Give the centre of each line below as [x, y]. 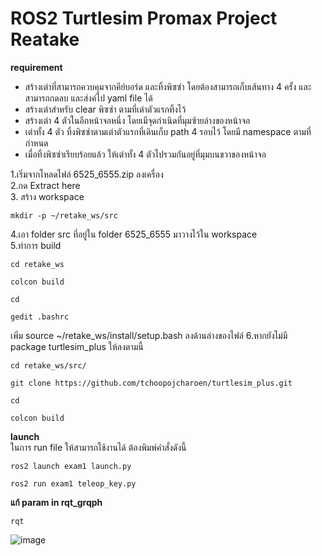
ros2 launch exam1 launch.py [71, 466]
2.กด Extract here [45, 185]
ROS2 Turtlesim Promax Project [144, 18]
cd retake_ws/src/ [48, 365]
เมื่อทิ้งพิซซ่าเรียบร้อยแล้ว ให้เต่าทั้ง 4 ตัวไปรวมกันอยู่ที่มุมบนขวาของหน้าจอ [145, 154]
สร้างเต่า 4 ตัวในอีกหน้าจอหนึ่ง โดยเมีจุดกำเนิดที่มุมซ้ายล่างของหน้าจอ [137, 120]
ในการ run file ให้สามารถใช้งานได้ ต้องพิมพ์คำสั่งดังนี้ [98, 447]
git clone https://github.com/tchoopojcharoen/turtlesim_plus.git [151, 383]
